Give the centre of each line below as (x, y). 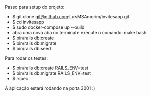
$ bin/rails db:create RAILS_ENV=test (50, 68)
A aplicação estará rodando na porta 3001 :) (50, 88)
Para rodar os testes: (27, 58)
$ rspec (20, 78)
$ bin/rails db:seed (32, 48)
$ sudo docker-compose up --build (48, 27)
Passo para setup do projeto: (35, 7)
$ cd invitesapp (28, 22)
